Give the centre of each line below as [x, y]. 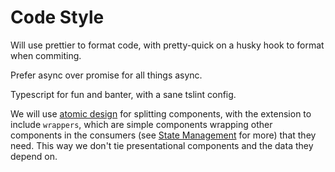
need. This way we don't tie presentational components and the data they [162, 145]
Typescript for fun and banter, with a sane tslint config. [123, 94]
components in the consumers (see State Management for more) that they [163, 135]
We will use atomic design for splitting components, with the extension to [161, 113]
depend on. [34, 156]
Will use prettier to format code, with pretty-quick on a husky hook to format [167, 45]
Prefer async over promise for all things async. [106, 75]
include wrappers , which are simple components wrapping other [141, 124]
